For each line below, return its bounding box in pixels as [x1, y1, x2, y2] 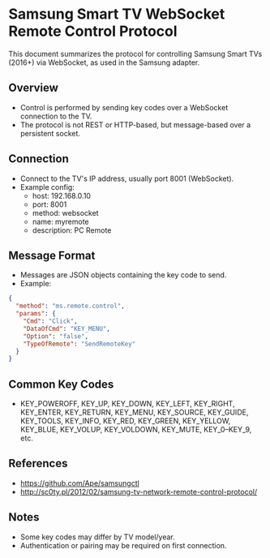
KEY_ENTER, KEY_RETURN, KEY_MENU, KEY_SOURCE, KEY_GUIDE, [19, 407, 249, 418]
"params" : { [15, 310, 57, 318]
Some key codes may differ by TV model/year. [19, 532, 176, 542]
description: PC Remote [32, 225, 112, 235]
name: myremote [32, 217, 89, 226]
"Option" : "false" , [23, 332, 89, 341]
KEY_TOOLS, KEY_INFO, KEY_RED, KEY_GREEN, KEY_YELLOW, [19, 416, 231, 426]
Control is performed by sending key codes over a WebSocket [19, 102, 229, 112]
